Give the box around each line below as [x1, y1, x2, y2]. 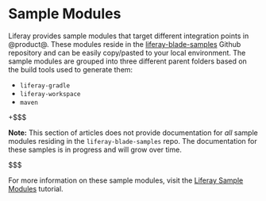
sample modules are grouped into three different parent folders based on [8, 56, 248, 66]
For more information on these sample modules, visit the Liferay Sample [8, 176, 244, 185]
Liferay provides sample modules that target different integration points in [8, 31, 249, 41]
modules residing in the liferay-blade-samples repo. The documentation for [8, 136, 257, 145]
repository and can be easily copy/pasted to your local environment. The [8, 48, 246, 57]
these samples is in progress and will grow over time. [8, 145, 183, 154]
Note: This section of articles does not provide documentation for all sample [8, 128, 258, 137]
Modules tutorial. [8, 184, 64, 193]
